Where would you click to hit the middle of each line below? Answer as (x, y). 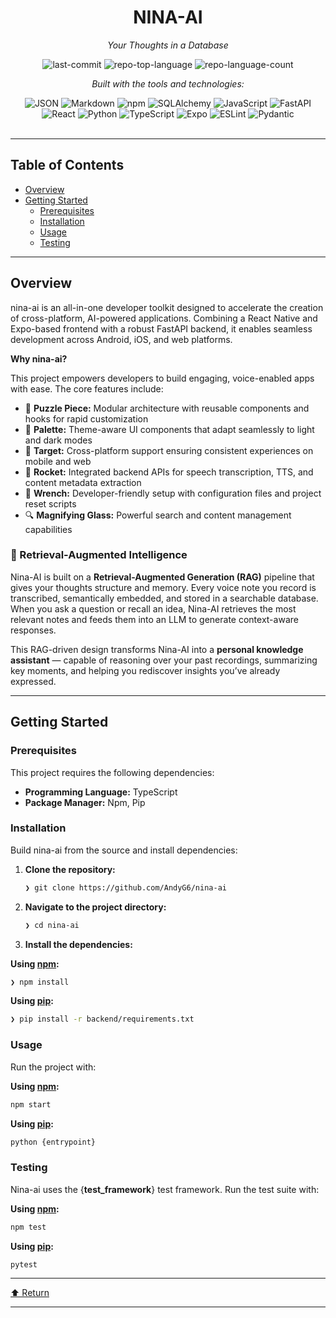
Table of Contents (67, 165)
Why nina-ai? (39, 358)
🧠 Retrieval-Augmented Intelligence (99, 555)
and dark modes (58, 440)
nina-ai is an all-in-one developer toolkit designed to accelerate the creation (167, 307)
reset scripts (50, 503)
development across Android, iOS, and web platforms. (121, 339)
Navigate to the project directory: (95, 907)
